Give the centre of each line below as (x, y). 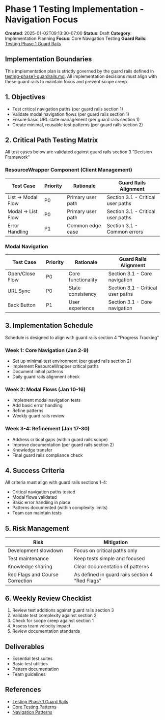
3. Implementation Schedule (49, 326)
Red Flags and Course (33, 575)
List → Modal (23, 197)
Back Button (22, 305)
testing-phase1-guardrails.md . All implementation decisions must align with (81, 76)
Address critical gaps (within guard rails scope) (60, 439)
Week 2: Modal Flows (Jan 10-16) (45, 389)
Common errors (125, 232)
